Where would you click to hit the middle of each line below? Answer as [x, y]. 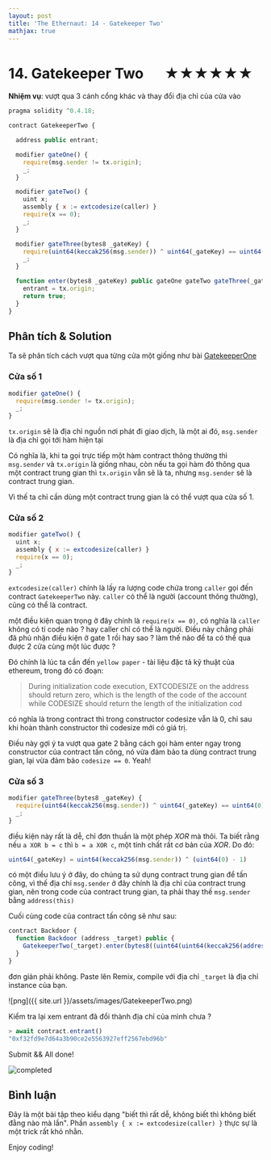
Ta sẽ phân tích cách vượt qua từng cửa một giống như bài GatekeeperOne [132, 355]
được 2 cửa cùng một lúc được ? [62, 646]
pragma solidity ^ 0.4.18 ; [52, 111]
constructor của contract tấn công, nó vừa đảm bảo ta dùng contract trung [132, 751]
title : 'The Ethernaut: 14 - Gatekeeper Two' [86, 23]
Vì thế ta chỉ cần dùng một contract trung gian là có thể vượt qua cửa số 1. [131, 497]
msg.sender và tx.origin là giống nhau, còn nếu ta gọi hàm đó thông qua [129, 464]
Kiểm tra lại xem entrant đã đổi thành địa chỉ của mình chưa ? [110, 1016]
